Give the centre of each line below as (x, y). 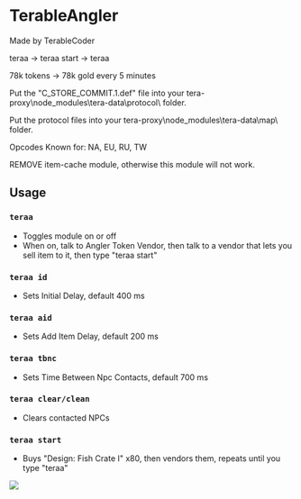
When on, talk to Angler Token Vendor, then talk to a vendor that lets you (157, 245)
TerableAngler (64, 16)
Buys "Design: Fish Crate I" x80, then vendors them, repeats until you (151, 458)
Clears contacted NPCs (66, 417)
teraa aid (31, 318)
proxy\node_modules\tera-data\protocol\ (85, 102)
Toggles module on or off (69, 236)
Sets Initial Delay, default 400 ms (84, 295)
